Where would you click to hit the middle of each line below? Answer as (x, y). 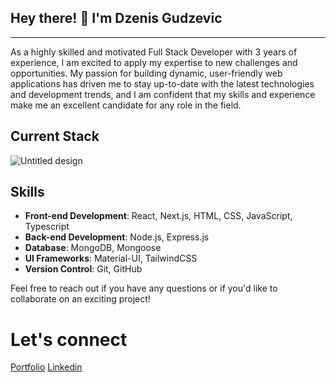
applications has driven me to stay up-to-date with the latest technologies (162, 83)
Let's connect (69, 339)
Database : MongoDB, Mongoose (93, 248)
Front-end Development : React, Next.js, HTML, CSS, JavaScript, (158, 216)
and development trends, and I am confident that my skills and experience (163, 94)
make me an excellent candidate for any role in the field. (126, 105)
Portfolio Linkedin (46, 367)
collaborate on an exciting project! (80, 299)
